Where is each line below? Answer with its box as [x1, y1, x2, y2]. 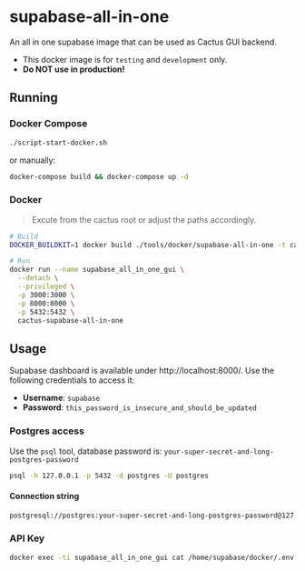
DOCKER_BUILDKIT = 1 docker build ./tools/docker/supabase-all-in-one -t [9, 240, 286, 249]
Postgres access [9, 425, 84, 437]
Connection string [9, 491, 80, 501]
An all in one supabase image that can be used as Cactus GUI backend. [9, 36, 277, 47]
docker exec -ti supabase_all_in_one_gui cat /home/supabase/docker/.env [9, 553, 295, 562]
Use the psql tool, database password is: [9, 446, 162, 456]
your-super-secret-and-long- [163, 447, 274, 456]
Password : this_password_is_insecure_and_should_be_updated [22, 402, 257, 413]
